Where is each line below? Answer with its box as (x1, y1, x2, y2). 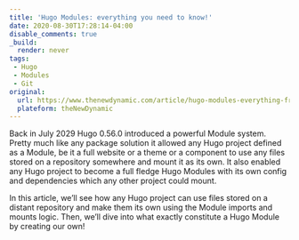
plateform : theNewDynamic (17, 104, 114, 113)
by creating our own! (9, 221, 85, 232)
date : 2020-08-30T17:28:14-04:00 (9, 21, 133, 30)
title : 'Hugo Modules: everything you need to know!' (9, 12, 214, 22)
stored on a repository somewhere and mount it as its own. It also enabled (9, 156, 281, 167)
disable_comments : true (9, 29, 98, 38)
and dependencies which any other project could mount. (9, 175, 217, 187)
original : (9, 87, 46, 96)
